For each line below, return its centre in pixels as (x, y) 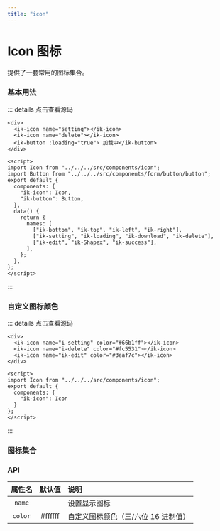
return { (33, 218)
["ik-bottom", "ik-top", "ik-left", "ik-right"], (108, 230)
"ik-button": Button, (52, 199)
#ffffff (50, 516)
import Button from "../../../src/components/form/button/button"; (109, 174)
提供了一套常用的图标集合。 (48, 73)
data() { (27, 211)
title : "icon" (28, 14)
